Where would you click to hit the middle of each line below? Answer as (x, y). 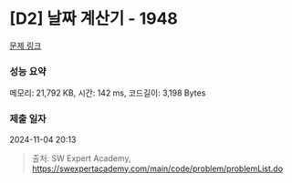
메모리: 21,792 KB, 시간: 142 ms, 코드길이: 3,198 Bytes (108, 93)
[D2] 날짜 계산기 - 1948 (94, 19)
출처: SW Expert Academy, (81, 158)
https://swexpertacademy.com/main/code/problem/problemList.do (157, 168)
